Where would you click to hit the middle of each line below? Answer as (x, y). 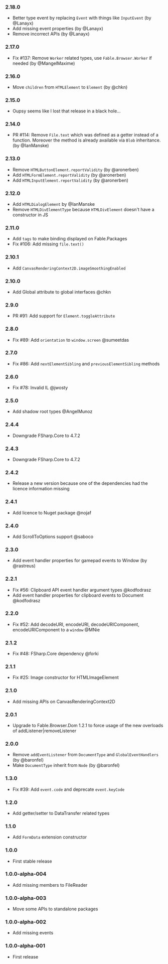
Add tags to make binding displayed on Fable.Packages (70, 239)
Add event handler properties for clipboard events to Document (78, 595)
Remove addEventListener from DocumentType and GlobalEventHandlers (86, 755)
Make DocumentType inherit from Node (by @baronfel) (66, 765)
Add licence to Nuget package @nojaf (52, 512)
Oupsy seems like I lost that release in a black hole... (67, 111)
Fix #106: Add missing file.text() (48, 244)
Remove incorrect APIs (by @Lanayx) (51, 34)
